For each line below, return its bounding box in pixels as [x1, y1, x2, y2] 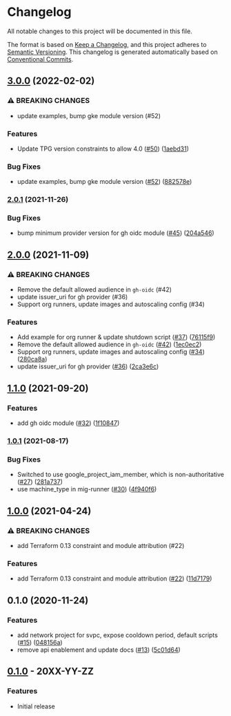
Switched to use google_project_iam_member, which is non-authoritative [17, 471, 224, 479]
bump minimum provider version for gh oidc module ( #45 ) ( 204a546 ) [17, 229, 215, 237]
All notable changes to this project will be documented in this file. [7, 27, 193, 35]
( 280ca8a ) [17, 355, 48, 364]
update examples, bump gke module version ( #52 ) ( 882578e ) [17, 178, 192, 186]
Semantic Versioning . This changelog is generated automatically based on [7, 48, 219, 56]
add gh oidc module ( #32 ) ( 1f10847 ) [17, 419, 120, 427]
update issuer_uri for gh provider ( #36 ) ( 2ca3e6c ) [17, 362, 159, 370]
